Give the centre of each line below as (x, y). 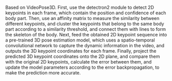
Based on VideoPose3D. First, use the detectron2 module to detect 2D (80, 7)
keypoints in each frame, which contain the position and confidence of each (86, 13)
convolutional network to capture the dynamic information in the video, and (85, 45)
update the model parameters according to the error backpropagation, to (82, 67)
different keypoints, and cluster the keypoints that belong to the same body (85, 24)
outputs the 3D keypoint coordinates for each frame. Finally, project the (81, 51)
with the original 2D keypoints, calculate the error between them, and (79, 62)
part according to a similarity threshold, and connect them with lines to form (85, 29)
